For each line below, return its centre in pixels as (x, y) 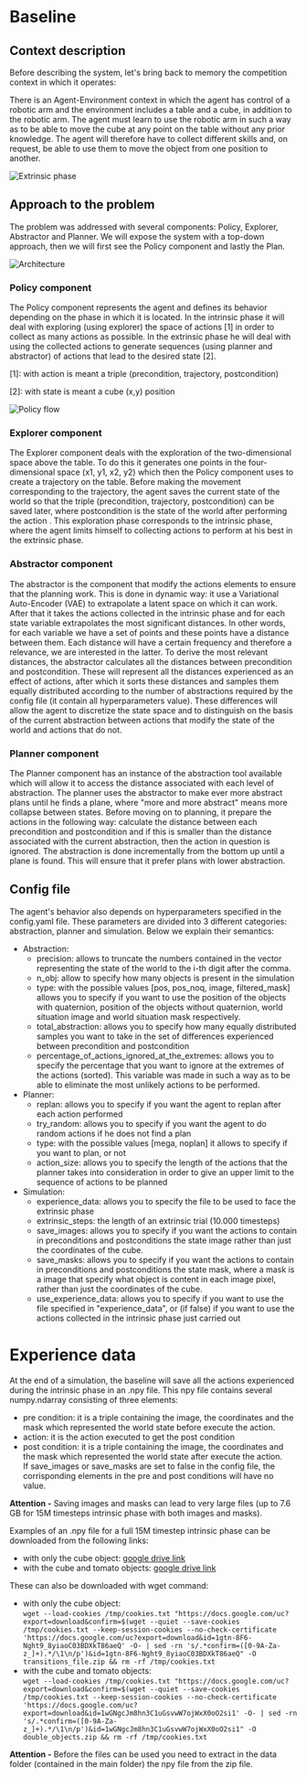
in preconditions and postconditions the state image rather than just (164, 1240)
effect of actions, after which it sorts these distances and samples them (144, 681)
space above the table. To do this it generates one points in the (128, 463)
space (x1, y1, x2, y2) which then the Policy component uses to (175, 472)
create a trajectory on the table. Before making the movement (126, 482)
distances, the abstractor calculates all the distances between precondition (151, 661)
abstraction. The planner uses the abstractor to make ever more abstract (146, 793)
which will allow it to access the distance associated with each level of (142, 783)
